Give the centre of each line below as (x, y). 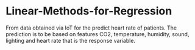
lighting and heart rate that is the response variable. (70, 40)
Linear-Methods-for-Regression (89, 11)
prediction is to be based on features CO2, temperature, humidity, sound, (97, 34)
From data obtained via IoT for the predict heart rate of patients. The (91, 28)
